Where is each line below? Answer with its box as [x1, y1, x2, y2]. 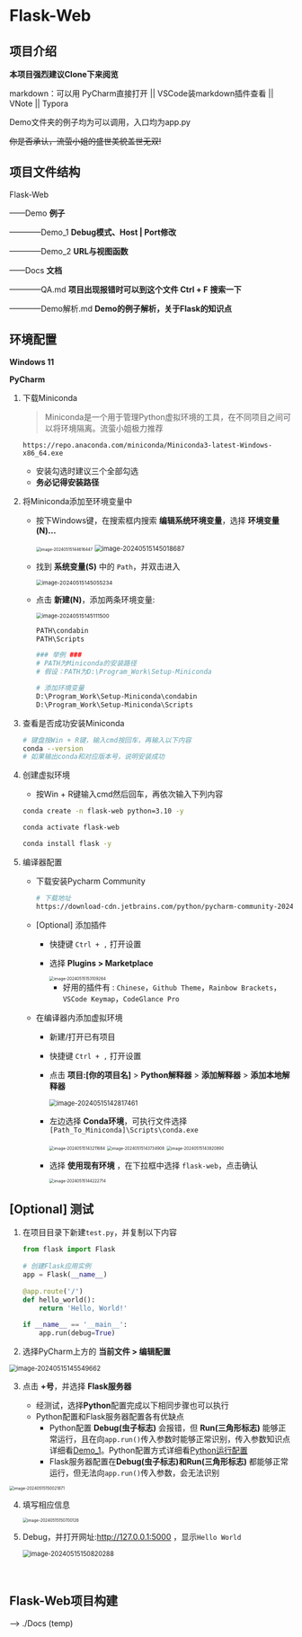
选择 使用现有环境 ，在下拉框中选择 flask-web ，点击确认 [49, 1160, 258, 1170]
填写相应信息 [22, 1499, 70, 1510]
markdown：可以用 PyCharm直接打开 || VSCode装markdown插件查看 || [9, 88, 274, 99]
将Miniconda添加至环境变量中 [22, 495, 133, 506]
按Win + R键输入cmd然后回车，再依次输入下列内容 [35, 788, 224, 800]
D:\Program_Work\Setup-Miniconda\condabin [35, 691, 198, 701]
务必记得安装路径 [35, 476, 100, 487]
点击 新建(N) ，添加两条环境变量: [35, 594, 155, 605]
